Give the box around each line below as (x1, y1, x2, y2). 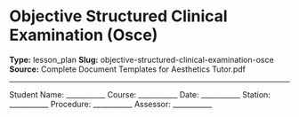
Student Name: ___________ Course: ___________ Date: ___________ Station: (9, 89, 271, 99)
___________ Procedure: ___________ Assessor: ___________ (9, 98, 213, 109)
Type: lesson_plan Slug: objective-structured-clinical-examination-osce (9, 54, 274, 65)
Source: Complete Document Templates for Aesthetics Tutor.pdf (9, 64, 246, 74)
